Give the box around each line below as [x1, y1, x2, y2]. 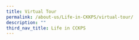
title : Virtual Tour [6, 8, 57, 15]
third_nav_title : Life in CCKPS [6, 25, 86, 31]
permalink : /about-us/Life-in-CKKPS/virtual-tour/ [6, 14, 134, 20]
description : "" [6, 19, 46, 25]
